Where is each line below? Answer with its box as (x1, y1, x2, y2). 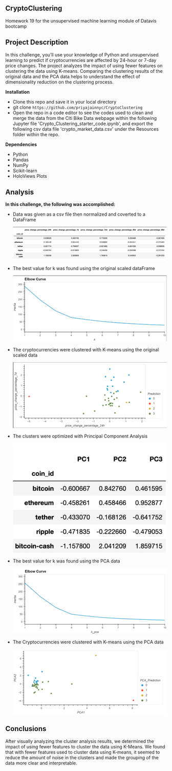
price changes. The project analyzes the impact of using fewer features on (5, 62, 163, 69)
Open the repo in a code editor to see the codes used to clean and (12, 110, 153, 116)
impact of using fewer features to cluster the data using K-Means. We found (5, 743, 165, 749)
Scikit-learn (12, 168, 37, 174)
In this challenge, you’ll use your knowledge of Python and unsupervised (5, 51, 159, 58)
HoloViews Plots (12, 173, 47, 179)
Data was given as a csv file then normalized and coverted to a (12, 211, 146, 217)
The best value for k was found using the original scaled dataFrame (12, 265, 155, 272)
